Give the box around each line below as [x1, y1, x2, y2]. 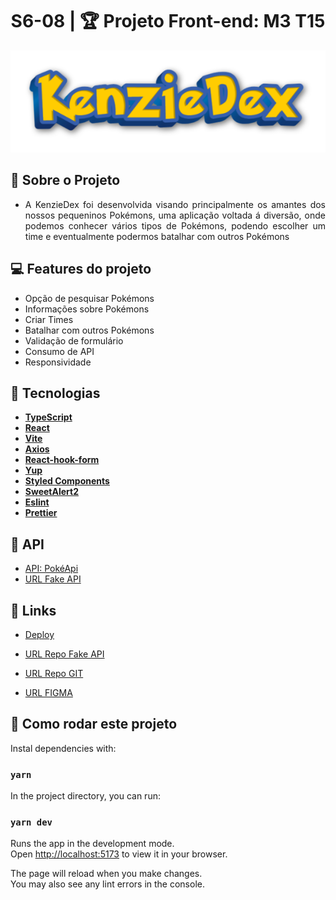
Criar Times [24, 313, 74, 325]
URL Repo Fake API [24, 648, 105, 660]
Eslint [24, 496, 50, 508]
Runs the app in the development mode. [10, 838, 175, 850]
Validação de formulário [24, 334, 124, 347]
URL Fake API [24, 573, 82, 585]
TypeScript [24, 411, 73, 423]
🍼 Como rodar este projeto [10, 716, 178, 733]
